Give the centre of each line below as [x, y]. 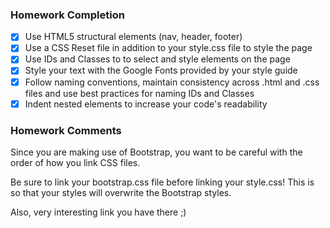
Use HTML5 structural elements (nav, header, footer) [133, 37]
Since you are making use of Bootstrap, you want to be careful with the [156, 152]
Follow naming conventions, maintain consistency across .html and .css [172, 82]
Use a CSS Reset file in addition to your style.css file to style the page [168, 48]
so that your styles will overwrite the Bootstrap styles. [121, 192]
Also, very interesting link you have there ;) [98, 212]
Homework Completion [67, 15]
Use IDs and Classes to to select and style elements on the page [157, 59]
